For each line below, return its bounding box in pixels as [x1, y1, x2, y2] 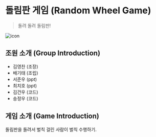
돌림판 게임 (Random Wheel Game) [5, 5, 151, 16]
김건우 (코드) [12, 89, 38, 95]
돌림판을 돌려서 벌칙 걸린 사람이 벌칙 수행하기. [5, 126, 97, 132]
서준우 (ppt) [12, 76, 37, 82]
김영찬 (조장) [12, 63, 38, 70]
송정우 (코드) [12, 95, 38, 101]
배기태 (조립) [12, 70, 38, 76]
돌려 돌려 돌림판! [17, 22, 51, 29]
